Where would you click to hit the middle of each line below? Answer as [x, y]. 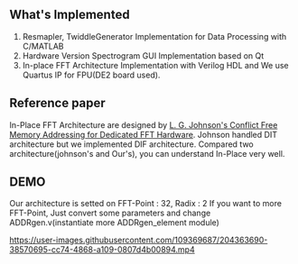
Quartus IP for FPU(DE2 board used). [91, 75]
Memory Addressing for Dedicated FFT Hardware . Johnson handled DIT [144, 134]
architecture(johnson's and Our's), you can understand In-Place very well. [147, 153]
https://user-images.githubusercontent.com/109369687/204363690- [139, 240]
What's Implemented [70, 15]
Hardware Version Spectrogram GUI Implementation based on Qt [143, 55]
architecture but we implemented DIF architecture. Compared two [132, 144]
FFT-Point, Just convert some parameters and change [110, 213]
